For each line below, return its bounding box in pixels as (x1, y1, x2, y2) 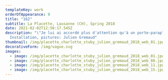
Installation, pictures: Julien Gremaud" (9, 35, 97, 40)
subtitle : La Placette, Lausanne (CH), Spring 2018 (5, 21, 115, 26)
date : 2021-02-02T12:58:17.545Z (5, 26, 72, 31)
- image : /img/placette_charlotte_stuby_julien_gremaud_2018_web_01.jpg (9, 53, 164, 59)
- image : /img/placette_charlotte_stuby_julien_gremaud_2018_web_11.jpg (9, 63, 164, 68)
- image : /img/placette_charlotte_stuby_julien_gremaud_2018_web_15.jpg (9, 68, 164, 73)
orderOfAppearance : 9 (5, 12, 50, 17)
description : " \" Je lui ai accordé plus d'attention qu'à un (5, 30, 135, 35)
